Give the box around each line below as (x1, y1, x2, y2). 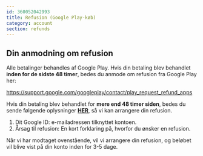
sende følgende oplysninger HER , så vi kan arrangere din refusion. (6, 107, 173, 114)
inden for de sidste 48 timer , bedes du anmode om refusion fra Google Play (6, 71, 197, 78)
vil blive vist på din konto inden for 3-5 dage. (6, 143, 118, 151)
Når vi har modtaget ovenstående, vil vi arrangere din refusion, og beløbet (6, 137, 191, 144)
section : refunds (6, 25, 50, 32)
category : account (6, 20, 53, 26)
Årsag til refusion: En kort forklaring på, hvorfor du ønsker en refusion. (15, 125, 191, 132)
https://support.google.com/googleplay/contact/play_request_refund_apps (6, 89, 193, 96)
